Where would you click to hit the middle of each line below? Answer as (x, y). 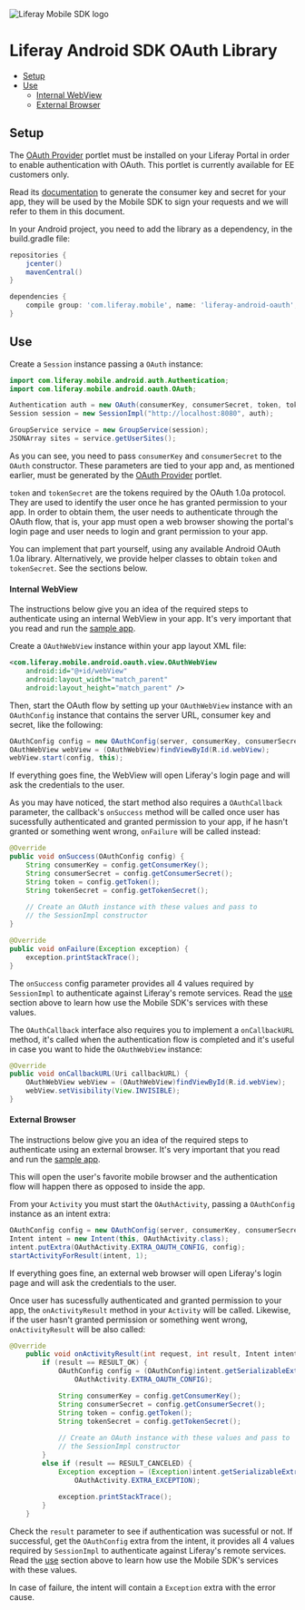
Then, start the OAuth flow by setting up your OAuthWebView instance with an (151, 705)
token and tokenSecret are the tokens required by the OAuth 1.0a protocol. (148, 492)
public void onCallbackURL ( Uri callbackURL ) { (99, 1074)
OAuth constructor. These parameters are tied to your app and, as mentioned (152, 465)
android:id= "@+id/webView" (77, 672)
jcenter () (44, 263)
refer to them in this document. (67, 211)
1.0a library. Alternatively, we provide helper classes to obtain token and (143, 558)
